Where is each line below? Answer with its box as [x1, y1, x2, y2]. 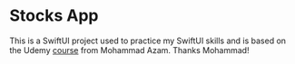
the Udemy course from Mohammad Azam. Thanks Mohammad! [9, 44, 250, 55]
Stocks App [9, 5, 99, 26]
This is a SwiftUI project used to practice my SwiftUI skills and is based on [9, 35, 287, 46]
